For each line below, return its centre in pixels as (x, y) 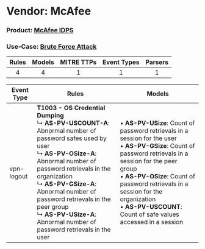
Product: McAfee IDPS (40, 30)
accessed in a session (152, 222)
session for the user (148, 138)
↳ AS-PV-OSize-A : (67, 153)
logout (19, 177)
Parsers (157, 62)
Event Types (121, 62)
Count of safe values (149, 214)
